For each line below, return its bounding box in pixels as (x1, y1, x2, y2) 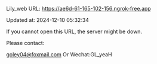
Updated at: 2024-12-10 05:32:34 (6, 17, 90, 23)
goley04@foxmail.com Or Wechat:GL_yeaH (6, 51, 112, 58)
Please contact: (6, 40, 45, 46)
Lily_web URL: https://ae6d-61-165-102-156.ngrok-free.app (6, 5, 151, 12)
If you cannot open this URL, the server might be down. (6, 28, 142, 35)
